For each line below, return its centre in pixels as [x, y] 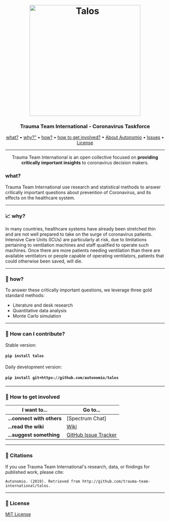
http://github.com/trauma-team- [116, 481]
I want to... [35, 410]
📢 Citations [19, 456]
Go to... [92, 410]
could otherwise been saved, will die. [44, 261]
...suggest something [34, 435]
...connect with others [35, 419]
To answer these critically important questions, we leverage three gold [79, 290]
